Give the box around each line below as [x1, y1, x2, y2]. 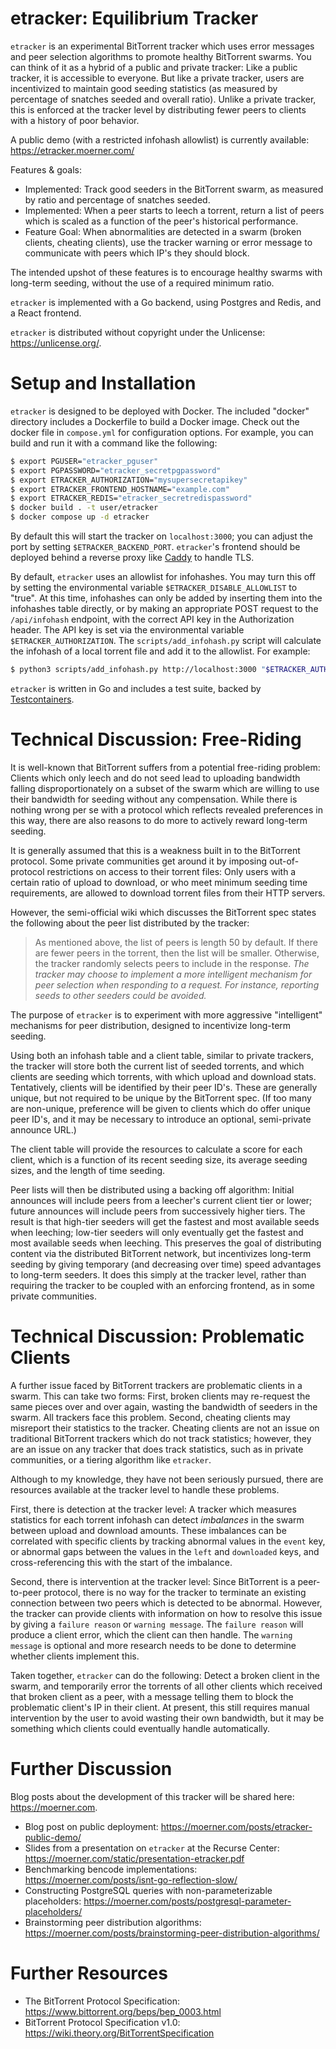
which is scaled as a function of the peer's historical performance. [24, 215, 299, 227]
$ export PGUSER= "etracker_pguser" [10, 456, 159, 466]
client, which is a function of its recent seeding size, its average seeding [10, 1153, 308, 1166]
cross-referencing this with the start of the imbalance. [10, 1556, 233, 1568]
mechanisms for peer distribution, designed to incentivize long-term [10, 1019, 292, 1031]
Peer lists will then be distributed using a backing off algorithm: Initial [10, 1183, 295, 1196]
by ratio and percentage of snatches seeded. [24, 193, 211, 206]
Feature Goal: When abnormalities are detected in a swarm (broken [24, 225, 302, 237]
